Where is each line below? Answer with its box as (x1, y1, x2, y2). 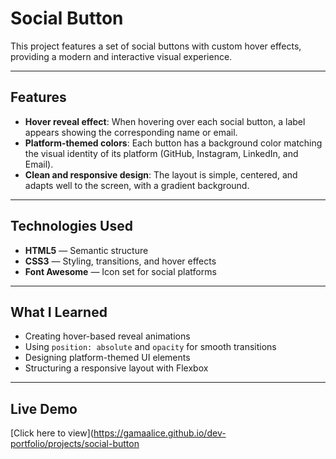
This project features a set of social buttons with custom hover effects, (10, 40, 302, 52)
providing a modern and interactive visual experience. (10, 50, 233, 62)
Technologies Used (10, 218, 133, 235)
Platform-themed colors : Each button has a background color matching (24, 137, 323, 149)
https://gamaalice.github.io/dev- (93, 427, 227, 439)
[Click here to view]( (10, 427, 94, 439)
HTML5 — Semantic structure (24, 244, 149, 256)
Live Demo (10, 400, 78, 417)
